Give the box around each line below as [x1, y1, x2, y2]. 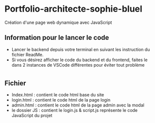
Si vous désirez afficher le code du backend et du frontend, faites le [11, 57, 148, 63]
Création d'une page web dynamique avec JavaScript [4, 19, 112, 25]
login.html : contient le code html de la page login [11, 97, 111, 103]
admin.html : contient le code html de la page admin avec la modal [11, 102, 144, 108]
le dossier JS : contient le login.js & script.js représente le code [11, 107, 138, 113]
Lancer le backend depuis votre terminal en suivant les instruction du [11, 46, 150, 52]
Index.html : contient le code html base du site [11, 92, 104, 98]
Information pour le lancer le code [4, 34, 109, 42]
